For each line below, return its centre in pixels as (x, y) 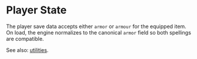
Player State (36, 10)
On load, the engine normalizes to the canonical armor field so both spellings (98, 32)
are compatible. (25, 39)
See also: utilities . (27, 50)
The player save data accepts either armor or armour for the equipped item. (96, 26)
